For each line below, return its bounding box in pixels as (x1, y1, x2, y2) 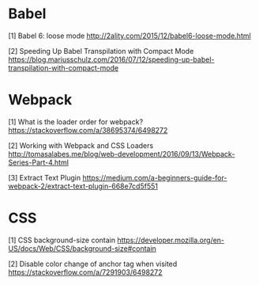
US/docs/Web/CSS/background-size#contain (8, 243, 156, 253)
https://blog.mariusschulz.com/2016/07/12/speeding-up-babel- (8, 55, 215, 64)
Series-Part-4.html (8, 158, 69, 167)
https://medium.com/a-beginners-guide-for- (82, 173, 227, 182)
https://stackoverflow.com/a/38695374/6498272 (8, 125, 168, 135)
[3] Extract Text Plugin (8, 173, 81, 182)
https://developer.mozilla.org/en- (117, 235, 225, 245)
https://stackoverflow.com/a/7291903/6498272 (8, 267, 163, 277)
